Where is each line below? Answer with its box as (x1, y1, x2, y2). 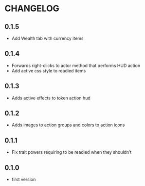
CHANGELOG (4, 3, 59, 14)
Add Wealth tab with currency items (11, 35, 84, 41)
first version (11, 177, 36, 183)
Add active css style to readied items (11, 68, 86, 73)
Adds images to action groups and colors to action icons (11, 122, 125, 128)
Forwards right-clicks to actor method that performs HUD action (11, 62, 141, 69)
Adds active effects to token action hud (11, 95, 91, 101)
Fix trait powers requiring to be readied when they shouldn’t (11, 149, 132, 155)
